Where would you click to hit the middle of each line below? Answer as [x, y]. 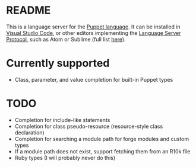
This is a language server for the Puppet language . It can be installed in [93, 27]
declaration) [29, 132]
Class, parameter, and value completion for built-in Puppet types [94, 79]
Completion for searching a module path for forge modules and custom [102, 139]
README [29, 10]
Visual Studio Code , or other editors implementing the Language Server [94, 33]
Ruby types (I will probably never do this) [65, 158]
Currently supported [58, 63]
